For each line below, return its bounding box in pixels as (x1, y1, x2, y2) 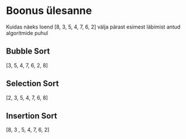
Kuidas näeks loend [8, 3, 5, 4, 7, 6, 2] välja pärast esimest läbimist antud (6, 23, 181, 30)
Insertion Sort (6, 111, 57, 120)
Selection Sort (6, 79, 59, 88)
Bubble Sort (6, 47, 50, 56)
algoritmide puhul (6, 29, 48, 36)
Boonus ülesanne (6, 4, 92, 17)
